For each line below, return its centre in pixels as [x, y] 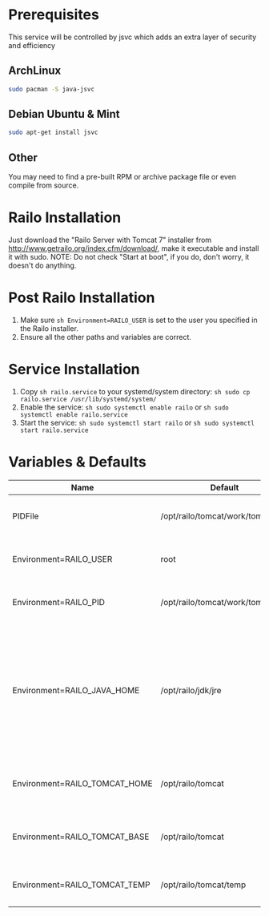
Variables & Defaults [77, 462]
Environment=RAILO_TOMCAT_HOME [83, 783]
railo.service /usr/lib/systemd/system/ [88, 399]
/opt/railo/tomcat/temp [203, 885]
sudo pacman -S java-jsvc [51, 89]
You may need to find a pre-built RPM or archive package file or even [122, 177]
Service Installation [74, 369]
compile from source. [44, 185]
